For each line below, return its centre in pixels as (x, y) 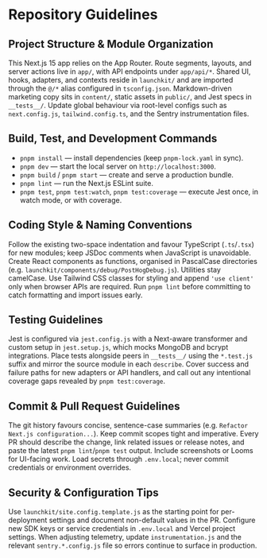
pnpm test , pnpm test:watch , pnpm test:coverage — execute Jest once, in (139, 192)
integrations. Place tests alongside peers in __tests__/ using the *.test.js (130, 356)
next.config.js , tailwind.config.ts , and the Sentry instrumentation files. (129, 114)
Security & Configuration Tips (83, 492)
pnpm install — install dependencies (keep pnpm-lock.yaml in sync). (132, 157)
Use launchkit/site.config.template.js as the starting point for (114, 512)
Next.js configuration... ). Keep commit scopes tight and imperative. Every (133, 434)
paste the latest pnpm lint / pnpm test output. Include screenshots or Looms (131, 451)
